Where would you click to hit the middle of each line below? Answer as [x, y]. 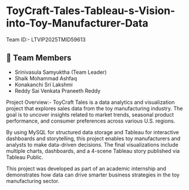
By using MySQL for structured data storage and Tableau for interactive [92, 132]
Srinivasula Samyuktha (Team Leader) [60, 72]
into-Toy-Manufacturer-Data [77, 23]
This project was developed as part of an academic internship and [86, 168]
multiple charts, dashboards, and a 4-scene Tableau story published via [93, 151]
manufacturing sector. [33, 181]
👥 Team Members [39, 58]
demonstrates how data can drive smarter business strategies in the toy [93, 175]
